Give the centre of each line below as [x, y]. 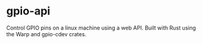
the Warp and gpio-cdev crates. [46, 34]
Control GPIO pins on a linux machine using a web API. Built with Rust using [101, 28]
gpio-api [28, 11]
